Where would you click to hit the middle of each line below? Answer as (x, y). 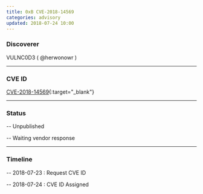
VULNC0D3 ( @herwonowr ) (42, 57)
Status (16, 113)
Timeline (19, 160)
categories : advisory (34, 18)
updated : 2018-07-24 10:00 (40, 23)
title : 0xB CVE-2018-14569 (40, 12)
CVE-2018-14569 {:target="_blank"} (50, 92)
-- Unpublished (25, 126)
